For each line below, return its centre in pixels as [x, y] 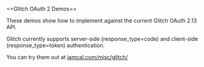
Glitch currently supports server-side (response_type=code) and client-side [102, 39]
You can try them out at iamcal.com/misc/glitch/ [67, 57]
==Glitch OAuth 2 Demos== [41, 9]
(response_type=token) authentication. [56, 45]
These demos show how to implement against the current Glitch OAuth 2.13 [102, 20]
